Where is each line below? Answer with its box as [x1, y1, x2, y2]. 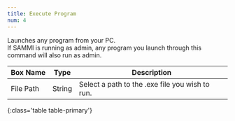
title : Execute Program [7, 10, 77, 17]
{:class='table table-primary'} [7, 106, 93, 114]
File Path [10, 83, 40, 93]
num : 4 [7, 17, 27, 24]
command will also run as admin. [7, 50, 102, 59]
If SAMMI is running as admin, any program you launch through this [7, 43, 201, 52]
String [52, 83, 73, 93]
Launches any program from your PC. [7, 36, 116, 44]
